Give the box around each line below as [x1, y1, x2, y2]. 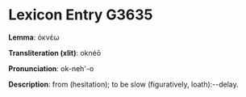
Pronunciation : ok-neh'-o [8, 63, 94, 74]
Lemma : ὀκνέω [8, 32, 60, 42]
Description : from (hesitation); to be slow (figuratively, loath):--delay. [8, 79, 240, 89]
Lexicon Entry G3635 [8, 6, 153, 24]
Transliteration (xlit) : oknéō [8, 48, 102, 57]
